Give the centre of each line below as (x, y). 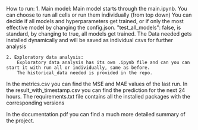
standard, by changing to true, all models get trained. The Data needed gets (99, 34)
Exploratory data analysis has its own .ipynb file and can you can (103, 62)
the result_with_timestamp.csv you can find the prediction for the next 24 (96, 90)
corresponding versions (35, 103)
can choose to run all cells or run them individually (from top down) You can (99, 15)
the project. (20, 121)
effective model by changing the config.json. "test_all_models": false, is (94, 27)
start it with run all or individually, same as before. (78, 68)
